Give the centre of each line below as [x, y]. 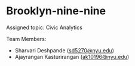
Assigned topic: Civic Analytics [44, 27]
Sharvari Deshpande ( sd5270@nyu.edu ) [65, 50]
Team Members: [26, 39]
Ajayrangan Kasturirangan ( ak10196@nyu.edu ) [72, 56]
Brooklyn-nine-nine [56, 11]
